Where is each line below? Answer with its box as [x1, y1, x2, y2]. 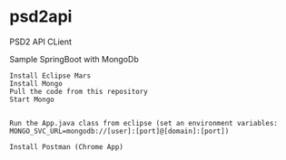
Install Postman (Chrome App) [9, 142, 124, 151]
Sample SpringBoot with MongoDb [9, 53, 139, 64]
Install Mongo [9, 79, 64, 88]
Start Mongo [9, 95, 54, 104]
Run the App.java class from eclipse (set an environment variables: [9, 118, 279, 127]
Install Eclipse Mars [9, 71, 92, 80]
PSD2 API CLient [9, 36, 73, 47]
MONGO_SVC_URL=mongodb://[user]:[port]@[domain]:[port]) [9, 127, 230, 136]
